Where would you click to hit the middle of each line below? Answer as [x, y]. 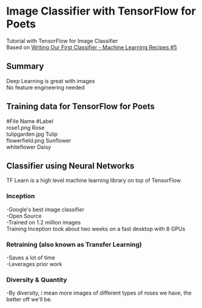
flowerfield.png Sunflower [39, 140]
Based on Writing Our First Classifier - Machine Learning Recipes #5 [92, 47]
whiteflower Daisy [29, 147]
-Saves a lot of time [31, 257]
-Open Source [24, 216]
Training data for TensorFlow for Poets [81, 106]
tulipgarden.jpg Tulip [32, 134]
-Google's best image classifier [45, 209]
